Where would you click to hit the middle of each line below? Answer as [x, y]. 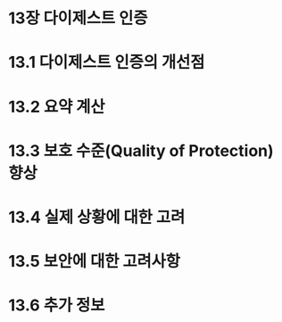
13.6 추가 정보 [57, 305]
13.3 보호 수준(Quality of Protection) [141, 150]
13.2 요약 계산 [57, 107]
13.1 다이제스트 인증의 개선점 [107, 62]
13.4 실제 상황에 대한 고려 [97, 217]
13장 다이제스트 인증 [78, 18]
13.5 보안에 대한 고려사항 [94, 262]
